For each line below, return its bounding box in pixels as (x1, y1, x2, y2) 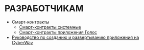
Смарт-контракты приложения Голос (19, 29, 97, 35)
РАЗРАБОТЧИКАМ (4, 3, 84, 14)
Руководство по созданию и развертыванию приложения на (11, 34, 139, 40)
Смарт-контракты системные (19, 24, 81, 30)
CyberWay (11, 39, 33, 45)
